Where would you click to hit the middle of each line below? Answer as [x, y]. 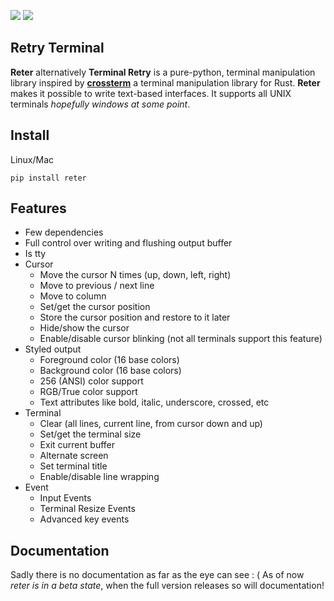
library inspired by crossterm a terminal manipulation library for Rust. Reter [165, 82]
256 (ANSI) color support [91, 381]
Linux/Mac [32, 159]
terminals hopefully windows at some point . [100, 104]
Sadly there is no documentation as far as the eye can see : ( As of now [157, 575]
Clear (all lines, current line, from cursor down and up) [151, 424]
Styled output [53, 349]
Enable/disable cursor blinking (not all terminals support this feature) [181, 339]
